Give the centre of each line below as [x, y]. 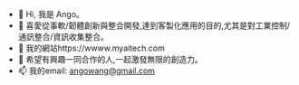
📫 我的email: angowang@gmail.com [87, 71]
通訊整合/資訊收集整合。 [63, 37]
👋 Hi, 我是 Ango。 [51, 14]
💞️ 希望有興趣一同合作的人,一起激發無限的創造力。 [110, 59]
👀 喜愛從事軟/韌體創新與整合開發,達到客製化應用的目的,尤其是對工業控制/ [154, 25]
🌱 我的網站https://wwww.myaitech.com [91, 48]
